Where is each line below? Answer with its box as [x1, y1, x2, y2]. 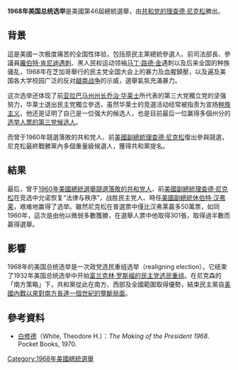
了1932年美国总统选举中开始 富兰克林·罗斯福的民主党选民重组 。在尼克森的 [7, 272, 222, 280]
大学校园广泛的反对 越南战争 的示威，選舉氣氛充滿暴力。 [19, 76, 181, 84]
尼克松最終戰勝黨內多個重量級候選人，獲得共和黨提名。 [7, 141, 169, 150]
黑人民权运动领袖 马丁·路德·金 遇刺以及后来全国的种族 [77, 58, 230, 67]
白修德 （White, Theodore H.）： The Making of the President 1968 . [17, 332, 210, 340]
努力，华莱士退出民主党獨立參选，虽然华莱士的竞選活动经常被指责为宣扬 [7, 100, 218, 108]
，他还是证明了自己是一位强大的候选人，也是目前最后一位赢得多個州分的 [20, 109, 231, 117]
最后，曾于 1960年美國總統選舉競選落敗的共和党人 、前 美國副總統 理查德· [7, 184, 216, 193]
